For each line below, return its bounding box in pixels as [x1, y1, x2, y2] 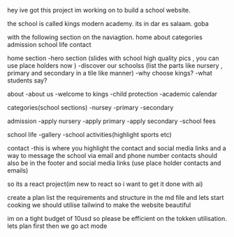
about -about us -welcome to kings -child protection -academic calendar [7, 90, 218, 98]
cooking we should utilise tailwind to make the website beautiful [7, 201, 191, 209]
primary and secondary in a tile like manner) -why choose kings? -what [7, 69, 212, 77]
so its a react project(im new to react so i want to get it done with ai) [7, 180, 203, 188]
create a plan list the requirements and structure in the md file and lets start [7, 194, 224, 201]
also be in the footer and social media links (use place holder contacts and [7, 159, 221, 167]
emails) [7, 166, 29, 174]
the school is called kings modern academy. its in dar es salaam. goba [7, 20, 210, 27]
